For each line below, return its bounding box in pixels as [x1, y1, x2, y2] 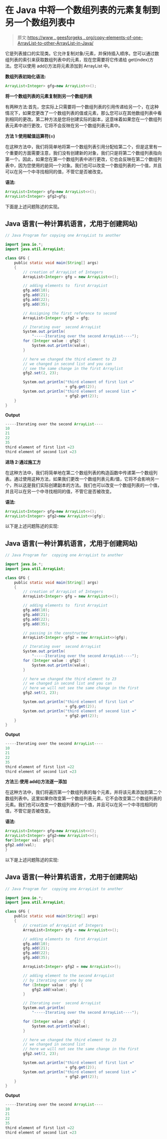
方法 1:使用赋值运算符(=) [5, 133, 56, 139]
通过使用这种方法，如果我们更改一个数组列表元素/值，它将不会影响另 [13, 476, 155, 482]
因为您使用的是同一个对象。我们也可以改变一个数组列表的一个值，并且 [18, 162, 162, 168]
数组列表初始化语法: [5, 73, 46, 79]
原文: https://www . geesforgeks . [17, 34, 85, 40]
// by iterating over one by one [23, 978, 92, 983]
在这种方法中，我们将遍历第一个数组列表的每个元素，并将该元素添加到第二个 [5, 789, 162, 795]
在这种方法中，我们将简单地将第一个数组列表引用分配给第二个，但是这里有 [5, 143, 158, 150]
